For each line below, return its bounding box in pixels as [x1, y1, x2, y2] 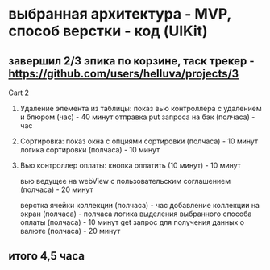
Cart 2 [8, 88, 30, 98]
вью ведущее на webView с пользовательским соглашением [19, 177, 231, 185]
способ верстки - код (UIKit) [8, 22, 208, 40]
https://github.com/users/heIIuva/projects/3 [8, 66, 239, 81]
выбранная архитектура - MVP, [8, 5, 232, 23]
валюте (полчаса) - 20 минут [19, 226, 121, 235]
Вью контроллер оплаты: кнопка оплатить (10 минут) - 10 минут [19, 160, 242, 170]
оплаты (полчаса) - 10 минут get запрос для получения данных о [19, 218, 244, 226]
